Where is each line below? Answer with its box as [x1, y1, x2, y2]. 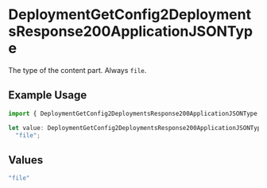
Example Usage [8, 89, 87, 102]
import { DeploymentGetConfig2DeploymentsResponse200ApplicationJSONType [8, 109, 258, 117]
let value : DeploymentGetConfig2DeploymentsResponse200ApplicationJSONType [8, 124, 265, 132]
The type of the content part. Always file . [8, 65, 147, 75]
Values [8, 153, 44, 167]
